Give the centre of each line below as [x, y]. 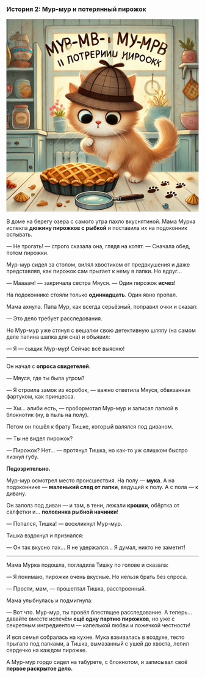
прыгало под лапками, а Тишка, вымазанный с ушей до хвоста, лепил [98, 644]
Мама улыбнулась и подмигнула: [49, 600]
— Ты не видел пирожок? [40, 438]
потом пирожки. [27, 253]
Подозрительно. [28, 469]
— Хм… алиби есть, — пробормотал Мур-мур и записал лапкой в [92, 408]
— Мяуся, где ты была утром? [45, 378]
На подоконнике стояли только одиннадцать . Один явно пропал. [92, 295]
